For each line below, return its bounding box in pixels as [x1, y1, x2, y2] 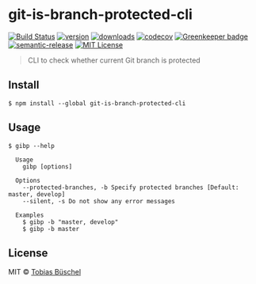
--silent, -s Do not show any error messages [22, 197, 176, 205]
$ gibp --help [8, 142, 55, 150]
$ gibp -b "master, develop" [22, 218, 119, 226]
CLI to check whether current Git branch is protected [27, 55, 201, 65]
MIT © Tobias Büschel [8, 267, 82, 277]
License [8, 246, 48, 259]
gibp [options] [22, 162, 73, 171]
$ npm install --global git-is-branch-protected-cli [8, 99, 186, 108]
